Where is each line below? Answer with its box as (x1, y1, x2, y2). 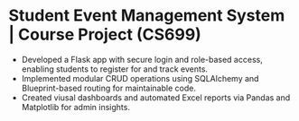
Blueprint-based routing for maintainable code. (21, 82, 196, 93)
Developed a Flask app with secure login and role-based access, (21, 54, 263, 65)
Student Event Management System (8, 5, 285, 26)
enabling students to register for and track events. (21, 64, 209, 74)
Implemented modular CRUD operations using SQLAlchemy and (21, 73, 259, 83)
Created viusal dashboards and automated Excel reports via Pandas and (21, 91, 291, 103)
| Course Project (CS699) (8, 24, 202, 45)
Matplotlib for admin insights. (21, 101, 130, 112)
